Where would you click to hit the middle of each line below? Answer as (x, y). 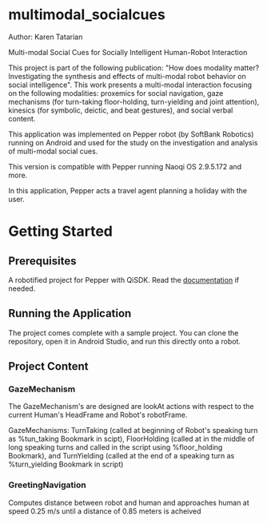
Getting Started (61, 231)
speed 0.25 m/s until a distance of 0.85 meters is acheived (105, 511)
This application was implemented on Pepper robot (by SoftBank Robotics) (131, 134)
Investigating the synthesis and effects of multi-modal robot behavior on (127, 76)
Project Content (48, 366)
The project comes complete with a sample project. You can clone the (124, 332)
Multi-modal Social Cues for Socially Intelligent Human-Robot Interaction (128, 52)
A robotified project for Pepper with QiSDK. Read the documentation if (124, 280)
